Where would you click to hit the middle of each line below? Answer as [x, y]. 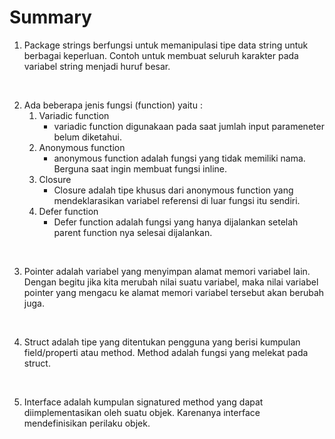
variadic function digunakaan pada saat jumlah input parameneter [189, 126]
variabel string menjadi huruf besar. [97, 66]
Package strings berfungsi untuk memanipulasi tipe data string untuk [166, 45]
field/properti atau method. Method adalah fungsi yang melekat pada [166, 352]
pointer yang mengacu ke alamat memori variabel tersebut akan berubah [174, 292]
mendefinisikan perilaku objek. [87, 423]
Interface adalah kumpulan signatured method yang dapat [143, 402]
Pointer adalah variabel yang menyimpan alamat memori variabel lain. [167, 271]
